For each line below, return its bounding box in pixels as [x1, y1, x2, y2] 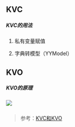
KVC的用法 [6, 22, 33, 29]
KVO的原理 [6, 84, 33, 91]
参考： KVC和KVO [20, 115, 62, 122]
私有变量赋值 [14, 37, 45, 44]
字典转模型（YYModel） [14, 50, 73, 57]
